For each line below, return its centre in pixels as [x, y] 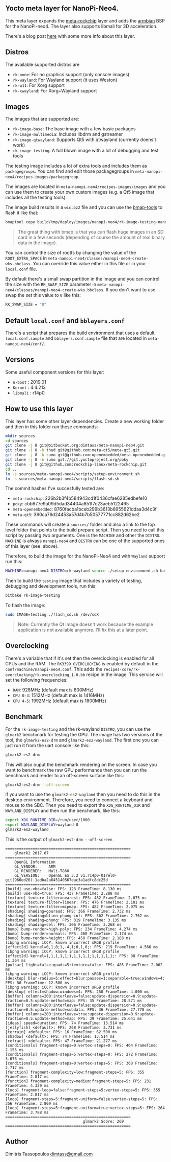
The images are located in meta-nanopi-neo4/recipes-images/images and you [85, 187]
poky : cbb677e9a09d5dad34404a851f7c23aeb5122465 [70, 504]
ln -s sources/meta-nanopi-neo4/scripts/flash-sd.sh [62, 479]
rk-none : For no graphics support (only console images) [71, 74]
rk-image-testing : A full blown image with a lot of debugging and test [85, 151]
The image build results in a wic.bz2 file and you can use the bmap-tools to [84, 207]
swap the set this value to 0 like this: [43, 295]
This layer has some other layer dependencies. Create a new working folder [85, 421]
